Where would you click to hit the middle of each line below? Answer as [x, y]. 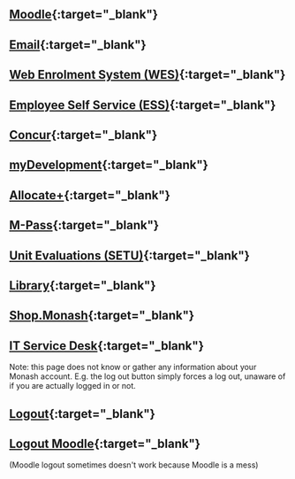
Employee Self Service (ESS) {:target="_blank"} [143, 105]
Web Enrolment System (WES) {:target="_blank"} [147, 75]
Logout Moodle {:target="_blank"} [105, 443]
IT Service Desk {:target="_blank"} [107, 346]
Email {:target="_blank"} [78, 45]
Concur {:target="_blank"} [83, 135]
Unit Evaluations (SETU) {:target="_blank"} [129, 255]
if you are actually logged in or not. [73, 386]
